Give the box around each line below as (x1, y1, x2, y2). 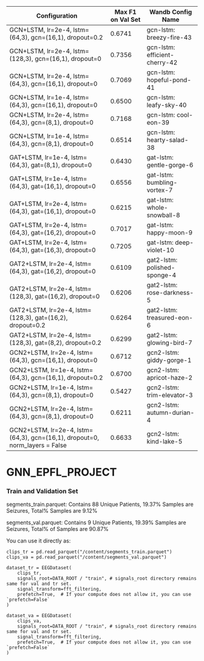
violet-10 (146, 246, 174, 254)
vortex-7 (146, 186, 173, 194)
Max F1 (114, 8, 137, 16)
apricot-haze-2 (146, 374, 193, 382)
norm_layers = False (9, 441, 67, 449)
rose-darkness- (146, 289, 194, 296)
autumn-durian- (146, 408, 195, 417)
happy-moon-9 (146, 228, 193, 236)
